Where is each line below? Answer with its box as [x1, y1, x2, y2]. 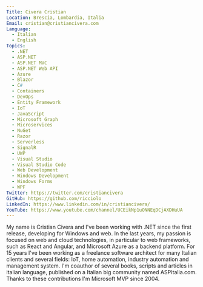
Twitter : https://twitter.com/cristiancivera [6, 190, 123, 196]
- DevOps [12, 94, 34, 100]
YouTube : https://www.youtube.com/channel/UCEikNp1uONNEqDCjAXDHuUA [6, 207, 183, 213]
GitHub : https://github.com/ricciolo [6, 195, 102, 201]
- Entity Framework [12, 99, 61, 105]
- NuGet [12, 128, 32, 134]
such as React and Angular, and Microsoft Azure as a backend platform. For [6, 243, 195, 250]
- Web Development [12, 167, 59, 173]
